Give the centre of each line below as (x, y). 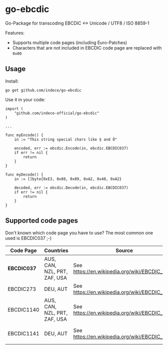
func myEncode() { (24, 135)
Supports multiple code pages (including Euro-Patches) (70, 42)
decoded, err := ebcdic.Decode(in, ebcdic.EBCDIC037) (71, 188)
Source (124, 250)
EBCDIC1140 (23, 309)
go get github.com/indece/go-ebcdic (43, 90)
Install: (12, 81)
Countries (56, 250)
